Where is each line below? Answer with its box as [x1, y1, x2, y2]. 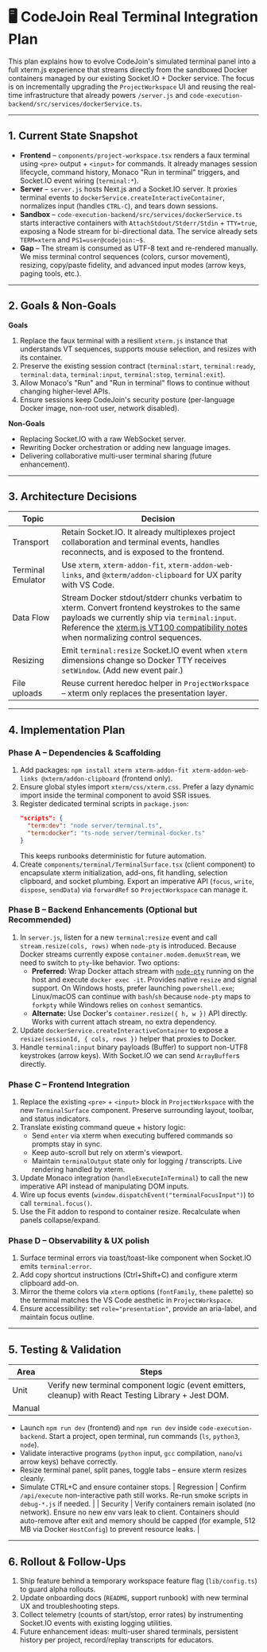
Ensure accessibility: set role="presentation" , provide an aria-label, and [19, 1304, 257, 1313]
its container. [19, 352, 63, 362]
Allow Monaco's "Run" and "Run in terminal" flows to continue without [19, 378, 250, 387]
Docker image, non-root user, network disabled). [19, 403, 180, 413]
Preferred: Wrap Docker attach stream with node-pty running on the [31, 966, 254, 975]
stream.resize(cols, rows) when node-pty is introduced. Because [19, 940, 237, 950]
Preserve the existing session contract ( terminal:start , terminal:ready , [19, 361, 256, 370]
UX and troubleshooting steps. [19, 1601, 120, 1611]
